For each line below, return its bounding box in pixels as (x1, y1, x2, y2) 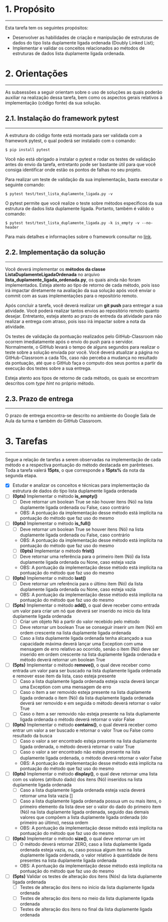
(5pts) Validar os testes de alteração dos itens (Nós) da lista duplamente (12, 873, 162, 879)
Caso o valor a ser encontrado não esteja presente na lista (19, 749, 140, 755)
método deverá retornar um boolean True (19, 657, 105, 663)
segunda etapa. (5, 473, 37, 479)
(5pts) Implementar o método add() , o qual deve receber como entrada (12, 602, 160, 608)
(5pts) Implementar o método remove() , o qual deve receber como (12, 662, 151, 668)
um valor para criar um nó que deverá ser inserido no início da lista (12, 608, 150, 614)
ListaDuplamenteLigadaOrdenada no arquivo (5, 271, 100, 277)
